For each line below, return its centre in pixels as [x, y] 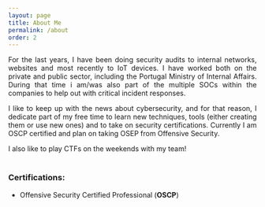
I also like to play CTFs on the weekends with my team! [97, 149]
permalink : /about [38, 30]
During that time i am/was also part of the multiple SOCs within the [132, 85]
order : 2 [22, 37]
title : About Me [35, 23]
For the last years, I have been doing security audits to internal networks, [132, 60]
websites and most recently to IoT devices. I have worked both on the [132, 68]
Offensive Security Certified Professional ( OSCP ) [99, 194]
